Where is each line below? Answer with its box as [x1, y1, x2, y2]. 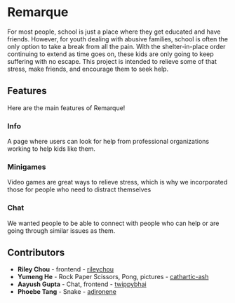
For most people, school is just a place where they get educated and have [7, 27, 221, 36]
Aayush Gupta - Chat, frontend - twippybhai [17, 280, 147, 288]
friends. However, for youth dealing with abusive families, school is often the [7, 34, 228, 43]
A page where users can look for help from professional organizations [7, 137, 209, 146]
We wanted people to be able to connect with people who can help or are [7, 219, 220, 227]
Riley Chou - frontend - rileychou [17, 265, 114, 274]
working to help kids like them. [7, 144, 96, 153]
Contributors [7, 247, 65, 259]
